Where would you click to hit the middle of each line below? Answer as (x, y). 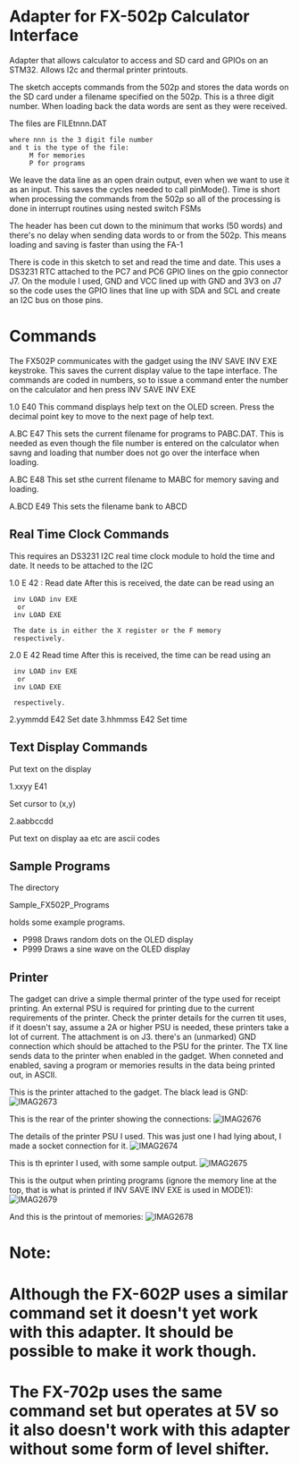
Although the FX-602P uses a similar (149, 1294)
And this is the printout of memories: (76, 1217)
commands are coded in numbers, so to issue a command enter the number (149, 380)
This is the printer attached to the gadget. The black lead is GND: (129, 1092)
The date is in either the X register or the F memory (117, 630)
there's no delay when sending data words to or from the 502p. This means (148, 235)
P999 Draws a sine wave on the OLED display (106, 949)
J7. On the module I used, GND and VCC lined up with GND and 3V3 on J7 (145, 281)
